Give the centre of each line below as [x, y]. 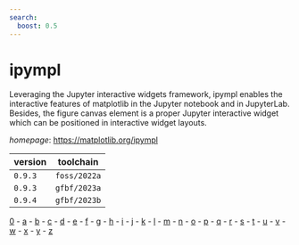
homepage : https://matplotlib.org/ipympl [84, 140]
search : [24, 17]
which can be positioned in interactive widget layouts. [108, 123]
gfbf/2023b [78, 200]
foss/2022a [78, 176]
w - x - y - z [31, 231]
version [30, 162]
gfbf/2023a [78, 188]
